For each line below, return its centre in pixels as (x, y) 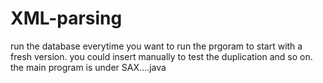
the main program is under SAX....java (88, 67)
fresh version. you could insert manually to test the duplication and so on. (161, 56)
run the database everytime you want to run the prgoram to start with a (156, 46)
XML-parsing (66, 18)
